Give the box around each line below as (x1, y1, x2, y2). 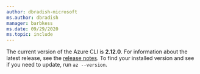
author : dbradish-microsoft (6, 8, 78, 15)
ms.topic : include (6, 32, 53, 38)
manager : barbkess (6, 20, 53, 26)
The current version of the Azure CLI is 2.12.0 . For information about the (6, 48, 188, 55)
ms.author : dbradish (6, 15, 59, 21)
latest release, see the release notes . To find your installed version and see (6, 55, 195, 62)
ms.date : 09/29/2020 (6, 25, 59, 32)
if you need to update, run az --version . (6, 61, 108, 69)
